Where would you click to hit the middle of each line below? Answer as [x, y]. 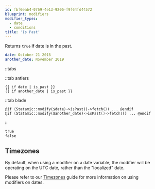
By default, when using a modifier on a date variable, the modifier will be [77, 163]
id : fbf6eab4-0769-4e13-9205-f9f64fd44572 [49, 9]
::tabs [11, 69]
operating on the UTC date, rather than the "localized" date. [65, 168]
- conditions [23, 28]
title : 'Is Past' [23, 32]
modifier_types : [21, 18]
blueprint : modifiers [27, 14]
